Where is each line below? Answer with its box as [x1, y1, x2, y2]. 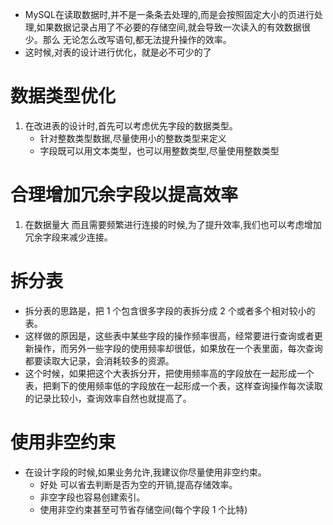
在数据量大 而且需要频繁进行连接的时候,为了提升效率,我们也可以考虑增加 [24, 218, 322, 230]
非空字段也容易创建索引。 [39, 491, 146, 503]
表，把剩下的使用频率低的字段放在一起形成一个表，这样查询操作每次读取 [24, 379, 323, 392]
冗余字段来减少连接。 [24, 231, 113, 243]
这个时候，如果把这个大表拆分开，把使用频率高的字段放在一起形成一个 [24, 367, 315, 379]
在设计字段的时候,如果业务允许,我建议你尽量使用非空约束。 [24, 466, 267, 478]
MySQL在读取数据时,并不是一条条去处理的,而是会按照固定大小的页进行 [24, 9, 315, 20]
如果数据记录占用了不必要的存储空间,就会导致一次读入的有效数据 [36, 21, 302, 33]
